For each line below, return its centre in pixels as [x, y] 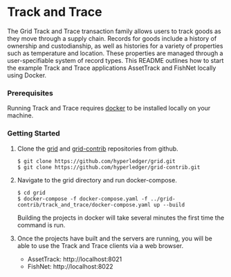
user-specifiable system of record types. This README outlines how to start [115, 60]
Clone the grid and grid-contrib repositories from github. [98, 149]
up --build [169, 204]
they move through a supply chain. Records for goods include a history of [112, 38]
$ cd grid [31, 193]
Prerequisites [30, 93]
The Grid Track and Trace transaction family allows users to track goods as [114, 31]
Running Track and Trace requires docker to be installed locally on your [109, 108]
